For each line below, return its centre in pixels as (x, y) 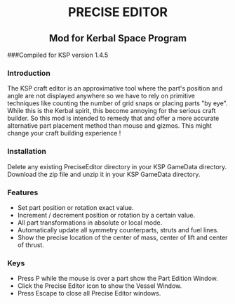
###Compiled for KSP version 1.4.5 (58, 55)
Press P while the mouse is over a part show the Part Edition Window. (118, 279)
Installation (27, 152)
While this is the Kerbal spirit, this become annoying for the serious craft (112, 111)
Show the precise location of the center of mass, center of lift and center (122, 237)
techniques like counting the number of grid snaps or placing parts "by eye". (117, 103)
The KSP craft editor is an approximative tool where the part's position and (115, 88)
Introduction (29, 73)
